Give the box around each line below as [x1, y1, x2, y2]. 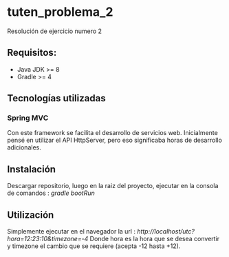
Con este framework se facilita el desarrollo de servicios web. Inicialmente [7, 129, 218, 137]
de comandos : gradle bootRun [7, 189, 95, 197]
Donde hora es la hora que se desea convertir [89, 235, 220, 243]
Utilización [7, 209, 54, 220]
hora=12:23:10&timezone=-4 [7, 235, 89, 243]
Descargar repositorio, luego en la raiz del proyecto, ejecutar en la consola [7, 182, 219, 190]
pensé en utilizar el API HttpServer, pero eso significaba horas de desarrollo [7, 136, 222, 145]
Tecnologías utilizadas [7, 92, 106, 104]
